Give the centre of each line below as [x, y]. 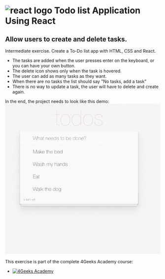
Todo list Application [97, 11]
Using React [30, 21]
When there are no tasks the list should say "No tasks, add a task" [79, 81]
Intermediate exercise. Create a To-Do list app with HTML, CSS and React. [81, 51]
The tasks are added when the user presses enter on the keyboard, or [83, 61]
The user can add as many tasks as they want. [59, 76]
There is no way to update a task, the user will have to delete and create [85, 87]
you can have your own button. [44, 66]
